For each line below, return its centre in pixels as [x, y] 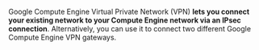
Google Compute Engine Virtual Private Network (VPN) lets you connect [129, 12]
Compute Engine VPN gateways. [63, 37]
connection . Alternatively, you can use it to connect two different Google [130, 29]
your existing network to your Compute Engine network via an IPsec [125, 20]
